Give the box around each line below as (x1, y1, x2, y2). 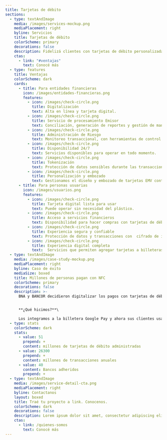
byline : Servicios (14, 30, 52, 35)
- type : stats (9, 321, 39, 326)
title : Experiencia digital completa (31, 243, 110, 248)
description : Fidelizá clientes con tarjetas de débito (14, 49, 133, 54)
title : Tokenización (31, 160, 75, 165)
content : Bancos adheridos (23, 367, 79, 372)
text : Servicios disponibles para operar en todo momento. (31, 151, 157, 156)
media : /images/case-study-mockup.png (14, 257, 94, 262)
